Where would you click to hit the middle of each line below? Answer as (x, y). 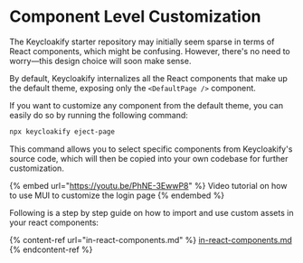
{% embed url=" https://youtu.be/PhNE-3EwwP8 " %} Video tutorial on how (148, 185)
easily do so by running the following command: (99, 115)
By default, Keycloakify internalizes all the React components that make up (148, 78)
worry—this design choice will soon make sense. (100, 61)
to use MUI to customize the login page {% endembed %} (117, 195)
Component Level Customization (135, 17)
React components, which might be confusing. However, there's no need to (150, 51)
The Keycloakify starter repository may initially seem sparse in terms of (142, 42)
